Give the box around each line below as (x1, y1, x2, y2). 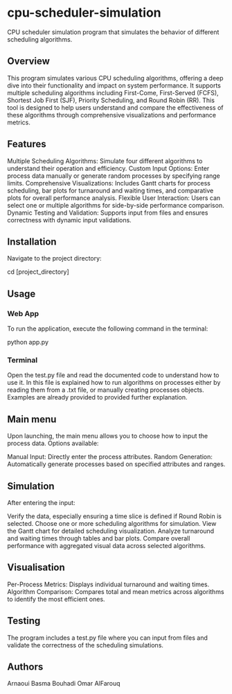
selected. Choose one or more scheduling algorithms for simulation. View (7, 519, 217, 527)
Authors (7, 661, 44, 672)
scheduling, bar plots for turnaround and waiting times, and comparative (7, 186, 214, 195)
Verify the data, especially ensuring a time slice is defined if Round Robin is (7, 512, 222, 520)
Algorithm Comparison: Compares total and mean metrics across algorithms (7, 587, 224, 595)
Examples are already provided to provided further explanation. (7, 393, 188, 402)
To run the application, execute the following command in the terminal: (7, 324, 208, 333)
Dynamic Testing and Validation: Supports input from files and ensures (7, 208, 208, 217)
